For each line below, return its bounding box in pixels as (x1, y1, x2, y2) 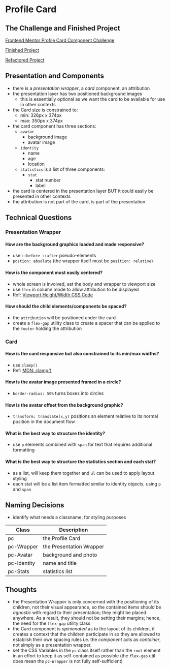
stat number (35, 177, 61, 183)
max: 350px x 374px (20, 117, 63, 124)
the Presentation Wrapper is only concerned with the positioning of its (12, 599, 159, 605)
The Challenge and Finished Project (5, 24, 120, 33)
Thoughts (5, 585, 37, 594)
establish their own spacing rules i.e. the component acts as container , (12, 636, 161, 643)
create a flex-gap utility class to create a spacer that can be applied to (12, 320, 160, 326)
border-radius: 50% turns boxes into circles (12, 390, 104, 397)
